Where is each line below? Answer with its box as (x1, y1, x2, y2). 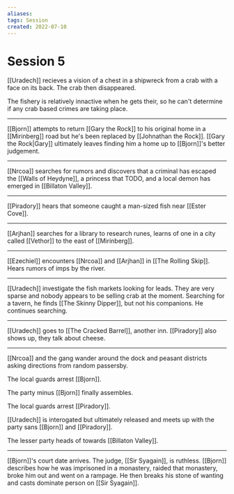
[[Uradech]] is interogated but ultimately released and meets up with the (7, 416, 214, 424)
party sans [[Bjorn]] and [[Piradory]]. (7, 423, 113, 431)
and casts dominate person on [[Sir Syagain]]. (7, 479, 139, 487)
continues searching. (7, 306, 68, 315)
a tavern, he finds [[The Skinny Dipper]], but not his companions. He (7, 299, 203, 308)
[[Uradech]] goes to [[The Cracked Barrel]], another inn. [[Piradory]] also (7, 327, 217, 335)
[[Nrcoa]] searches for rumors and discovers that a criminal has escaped (7, 167, 217, 175)
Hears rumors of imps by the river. (7, 264, 106, 273)
